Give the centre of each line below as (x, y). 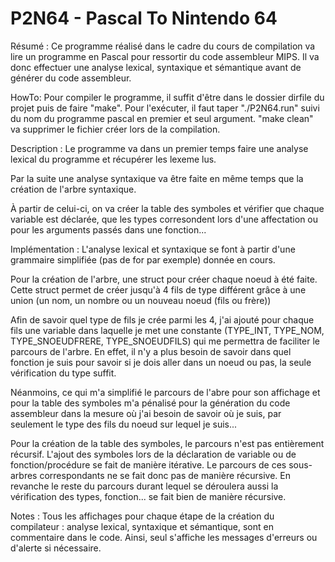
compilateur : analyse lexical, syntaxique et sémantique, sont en (142, 526)
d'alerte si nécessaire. (56, 548)
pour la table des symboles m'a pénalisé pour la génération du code (150, 403)
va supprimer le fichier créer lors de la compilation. (115, 129)
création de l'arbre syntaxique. (73, 189)
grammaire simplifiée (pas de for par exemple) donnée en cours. (143, 259)
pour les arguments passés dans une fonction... (108, 229)
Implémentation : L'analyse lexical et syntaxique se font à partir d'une (153, 249)
